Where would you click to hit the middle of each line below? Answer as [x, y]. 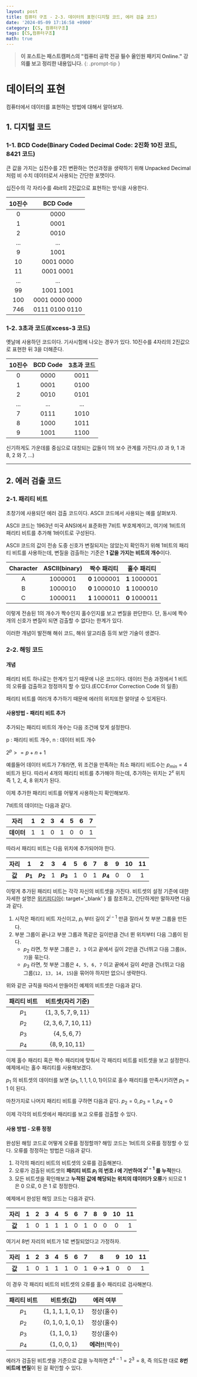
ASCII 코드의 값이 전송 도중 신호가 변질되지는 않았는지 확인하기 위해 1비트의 [92, 545]
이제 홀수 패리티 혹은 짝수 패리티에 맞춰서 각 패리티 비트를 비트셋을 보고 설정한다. [98, 1060]
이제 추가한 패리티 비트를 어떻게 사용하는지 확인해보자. [68, 793]
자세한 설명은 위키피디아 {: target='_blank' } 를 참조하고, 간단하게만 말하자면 [93, 899]
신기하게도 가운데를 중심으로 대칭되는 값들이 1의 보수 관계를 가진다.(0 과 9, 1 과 [96, 448]
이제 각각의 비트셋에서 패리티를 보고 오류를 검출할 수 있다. [72, 1114]
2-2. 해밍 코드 [25, 649]
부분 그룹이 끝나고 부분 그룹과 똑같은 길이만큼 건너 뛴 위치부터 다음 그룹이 [98, 934]
